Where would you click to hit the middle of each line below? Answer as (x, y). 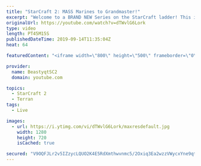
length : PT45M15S (28, 34)
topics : (16, 88)
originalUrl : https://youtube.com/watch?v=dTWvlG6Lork (76, 23)
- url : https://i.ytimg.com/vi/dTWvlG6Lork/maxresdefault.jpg (91, 126)
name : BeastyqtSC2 (35, 72)
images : (16, 121)
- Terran (22, 99)
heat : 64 (17, 45)
